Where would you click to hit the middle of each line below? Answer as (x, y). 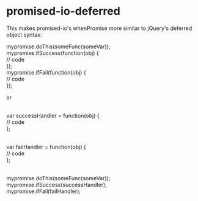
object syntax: (24, 34)
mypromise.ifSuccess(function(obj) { (53, 53)
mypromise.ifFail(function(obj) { (46, 72)
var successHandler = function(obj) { (53, 115)
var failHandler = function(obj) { (46, 147)
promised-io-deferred (63, 11)
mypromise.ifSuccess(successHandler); (57, 185)
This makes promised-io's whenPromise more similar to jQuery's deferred (99, 28)
